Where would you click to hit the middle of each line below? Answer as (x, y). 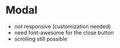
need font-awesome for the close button (64, 32)
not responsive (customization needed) (62, 26)
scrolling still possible (41, 39)
